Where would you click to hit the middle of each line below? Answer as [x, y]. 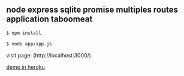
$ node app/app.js [29, 44]
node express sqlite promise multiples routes [92, 10]
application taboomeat [49, 19]
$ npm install [24, 33]
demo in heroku [25, 67]
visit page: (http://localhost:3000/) [49, 55]
